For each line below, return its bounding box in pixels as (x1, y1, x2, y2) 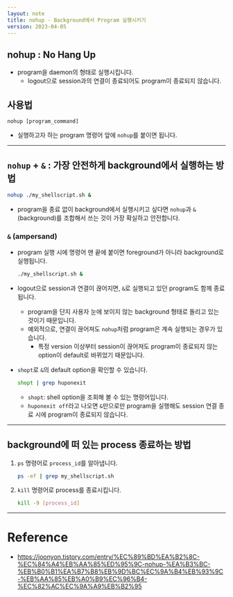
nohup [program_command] (7, 118, 79, 125)
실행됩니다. (17, 256, 48, 264)
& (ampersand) (7, 231, 58, 241)
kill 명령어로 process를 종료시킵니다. (17, 486, 121, 494)
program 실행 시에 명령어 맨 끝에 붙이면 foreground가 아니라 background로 (17, 248, 224, 256)
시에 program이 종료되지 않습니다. (35, 410, 128, 419)
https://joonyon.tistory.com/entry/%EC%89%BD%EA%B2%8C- (17, 553, 200, 561)
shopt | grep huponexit (17, 379, 87, 386)
